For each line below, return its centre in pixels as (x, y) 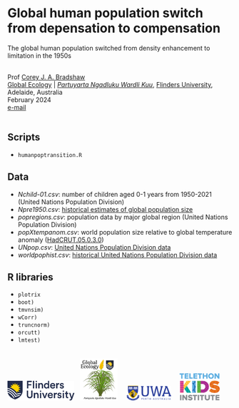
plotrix (29, 295)
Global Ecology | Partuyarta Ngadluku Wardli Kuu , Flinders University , (110, 84)
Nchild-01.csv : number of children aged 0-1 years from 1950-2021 (115, 194)
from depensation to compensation (114, 28)
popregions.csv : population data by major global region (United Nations (123, 217)
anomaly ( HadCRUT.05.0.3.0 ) (61, 240)
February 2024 (29, 100)
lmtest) (29, 340)
